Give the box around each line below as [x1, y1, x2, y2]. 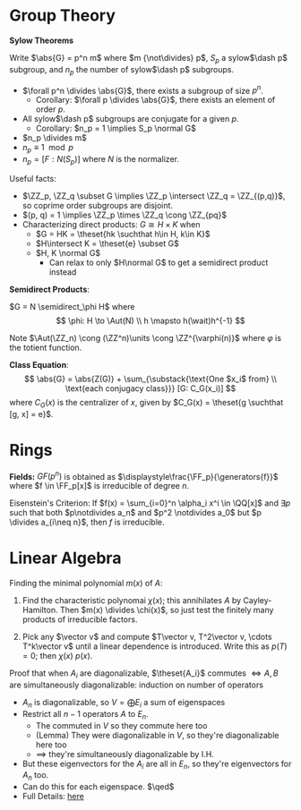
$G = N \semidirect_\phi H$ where [9, 301, 135, 311]
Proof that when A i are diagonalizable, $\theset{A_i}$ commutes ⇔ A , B [9, 668, 279, 680]
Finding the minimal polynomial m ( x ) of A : [9, 578, 163, 589]
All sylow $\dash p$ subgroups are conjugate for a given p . [21, 114, 239, 124]
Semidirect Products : [9, 284, 90, 294]
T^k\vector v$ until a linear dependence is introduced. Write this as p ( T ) [21, 641, 288, 652]
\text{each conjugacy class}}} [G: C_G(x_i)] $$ [64, 382, 236, 394]
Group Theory [9, 5, 116, 26]
